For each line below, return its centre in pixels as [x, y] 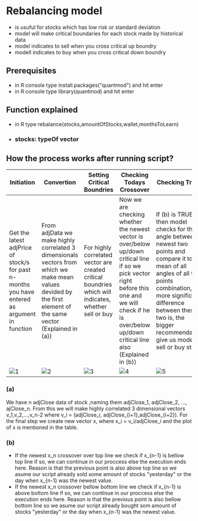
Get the [19, 233]
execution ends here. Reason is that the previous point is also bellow [98, 499]
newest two [172, 244]
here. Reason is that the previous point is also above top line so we [95, 468]
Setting [99, 175]
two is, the [170, 318]
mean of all [171, 266]
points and [171, 251]
